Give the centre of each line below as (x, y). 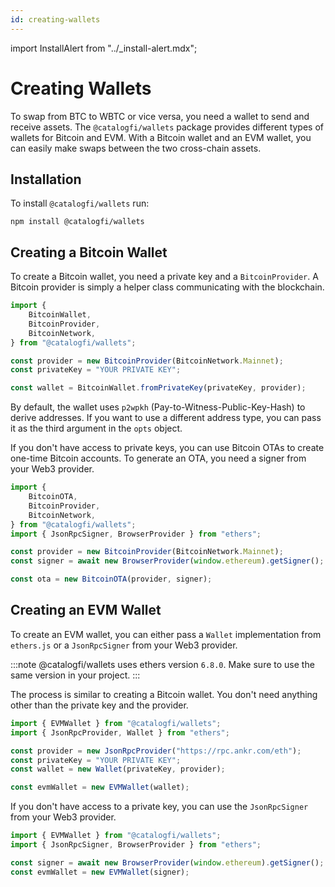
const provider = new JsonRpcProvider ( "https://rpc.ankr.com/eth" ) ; (156, 751)
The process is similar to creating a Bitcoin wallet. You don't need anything (164, 694)
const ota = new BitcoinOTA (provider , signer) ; (111, 579)
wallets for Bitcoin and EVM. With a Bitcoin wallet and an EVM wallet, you (161, 137)
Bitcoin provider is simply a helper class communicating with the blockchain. (167, 287)
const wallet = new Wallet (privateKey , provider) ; (118, 769)
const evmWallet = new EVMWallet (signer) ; (100, 872)
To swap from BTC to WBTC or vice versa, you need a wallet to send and (160, 116)
